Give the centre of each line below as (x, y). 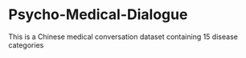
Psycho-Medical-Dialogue (98, 15)
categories (26, 44)
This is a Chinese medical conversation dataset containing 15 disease (123, 37)
